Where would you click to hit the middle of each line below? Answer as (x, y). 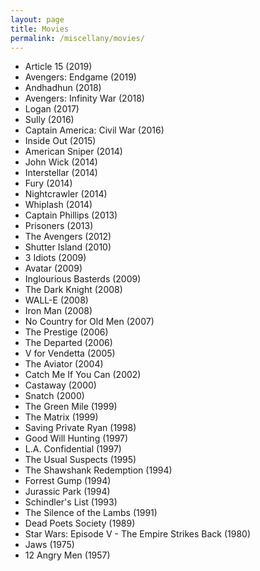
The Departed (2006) (68, 343)
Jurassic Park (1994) (67, 492)
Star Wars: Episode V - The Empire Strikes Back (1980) (138, 534)
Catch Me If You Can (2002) (83, 375)
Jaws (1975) (49, 545)
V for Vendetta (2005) (70, 353)
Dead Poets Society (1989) (80, 523)
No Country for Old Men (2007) (89, 322)
